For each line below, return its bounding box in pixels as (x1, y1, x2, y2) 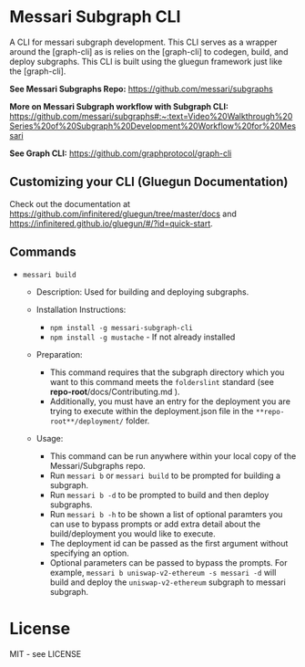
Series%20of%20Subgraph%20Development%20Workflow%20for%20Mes (9, 120, 297, 131)
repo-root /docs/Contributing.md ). (49, 386, 180, 397)
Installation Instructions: (36, 304, 127, 315)
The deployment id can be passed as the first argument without (49, 537, 289, 548)
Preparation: (36, 349, 84, 360)
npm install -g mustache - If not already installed (49, 331, 236, 342)
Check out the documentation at (9, 198, 130, 209)
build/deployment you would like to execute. (49, 527, 216, 539)
